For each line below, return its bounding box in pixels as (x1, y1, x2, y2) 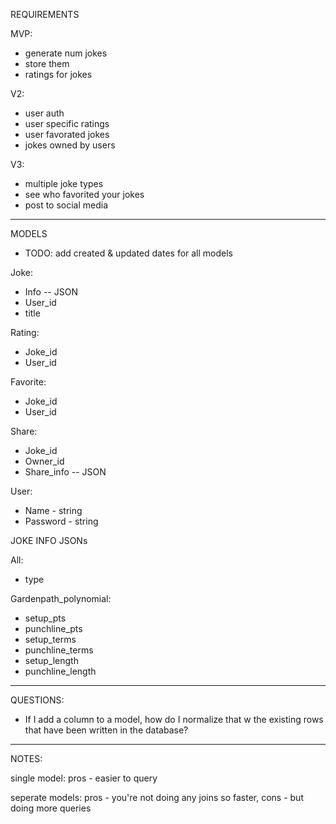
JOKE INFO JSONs (10, 535, 88, 546)
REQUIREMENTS (10, 9, 80, 20)
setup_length (24, 655, 79, 666)
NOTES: (10, 753, 43, 764)
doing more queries (10, 802, 92, 814)
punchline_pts (24, 623, 83, 634)
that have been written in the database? (24, 724, 189, 736)
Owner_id (24, 455, 65, 467)
